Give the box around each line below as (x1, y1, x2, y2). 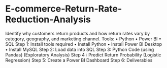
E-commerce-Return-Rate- (5, 3, 122, 15)
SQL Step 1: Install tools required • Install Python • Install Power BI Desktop (5, 41, 162, 47)
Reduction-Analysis (5, 14, 91, 25)
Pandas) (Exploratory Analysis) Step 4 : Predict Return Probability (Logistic (5, 51, 161, 58)
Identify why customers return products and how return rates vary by (5, 30, 150, 36)
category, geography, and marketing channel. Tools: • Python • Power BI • (5, 36, 161, 42)
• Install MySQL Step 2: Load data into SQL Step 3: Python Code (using (5, 46, 154, 52)
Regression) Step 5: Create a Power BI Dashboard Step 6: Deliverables (5, 57, 153, 63)
